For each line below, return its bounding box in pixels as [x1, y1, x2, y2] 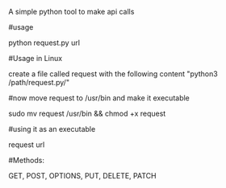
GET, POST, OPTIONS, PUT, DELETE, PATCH [8, 171, 157, 180]
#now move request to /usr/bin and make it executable [8, 93, 190, 103]
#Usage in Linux [8, 54, 63, 63]
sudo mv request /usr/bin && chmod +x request [8, 108, 166, 118]
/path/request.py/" [8, 78, 70, 87]
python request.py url [8, 38, 81, 47]
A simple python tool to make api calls [8, 7, 135, 16]
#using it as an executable [8, 125, 96, 133]
